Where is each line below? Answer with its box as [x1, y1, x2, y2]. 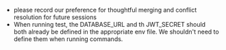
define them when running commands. [13, 35, 123, 43]
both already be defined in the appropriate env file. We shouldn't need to [13, 27, 219, 36]
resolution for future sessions [13, 13, 97, 21]
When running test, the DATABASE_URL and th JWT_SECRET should [13, 21, 206, 28]
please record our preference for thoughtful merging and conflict [13, 6, 197, 14]
